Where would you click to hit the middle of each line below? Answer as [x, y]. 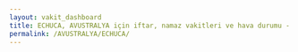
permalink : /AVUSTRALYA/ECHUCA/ [69, 33]
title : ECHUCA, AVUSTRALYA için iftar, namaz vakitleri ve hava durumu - [150, 26]
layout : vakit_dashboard [55, 17]
